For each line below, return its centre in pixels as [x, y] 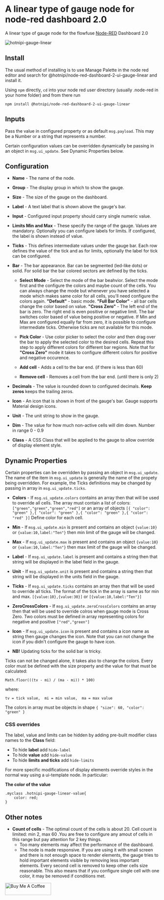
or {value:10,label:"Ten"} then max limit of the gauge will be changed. [84, 547]
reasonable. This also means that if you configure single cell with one [89, 871]
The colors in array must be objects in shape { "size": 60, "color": [75, 707]
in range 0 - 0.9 [28, 430]
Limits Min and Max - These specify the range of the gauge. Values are [84, 226]
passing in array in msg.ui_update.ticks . [46, 488]
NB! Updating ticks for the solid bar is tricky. [57, 651]
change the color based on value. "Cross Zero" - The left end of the [88, 307]
